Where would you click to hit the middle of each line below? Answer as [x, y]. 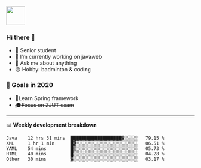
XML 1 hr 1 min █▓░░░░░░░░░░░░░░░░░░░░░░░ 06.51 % [85, 143]
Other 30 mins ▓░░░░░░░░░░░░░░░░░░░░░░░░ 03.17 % [85, 159]
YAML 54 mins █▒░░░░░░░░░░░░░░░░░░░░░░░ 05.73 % [85, 148]
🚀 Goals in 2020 [30, 85]
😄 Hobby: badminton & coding [53, 70]
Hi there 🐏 [21, 37]
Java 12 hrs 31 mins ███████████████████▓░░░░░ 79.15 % [85, 138]
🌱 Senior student [36, 50]
